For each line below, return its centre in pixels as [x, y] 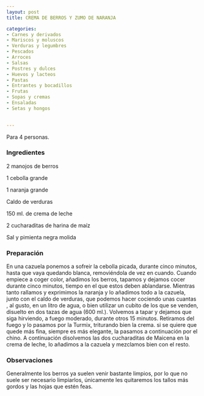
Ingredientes [26, 152]
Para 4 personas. [28, 137]
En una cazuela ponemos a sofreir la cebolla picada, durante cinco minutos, [102, 266]
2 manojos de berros [33, 166]
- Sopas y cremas [28, 97]
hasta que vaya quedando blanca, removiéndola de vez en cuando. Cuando [101, 273]
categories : [21, 29]
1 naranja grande [27, 190]
